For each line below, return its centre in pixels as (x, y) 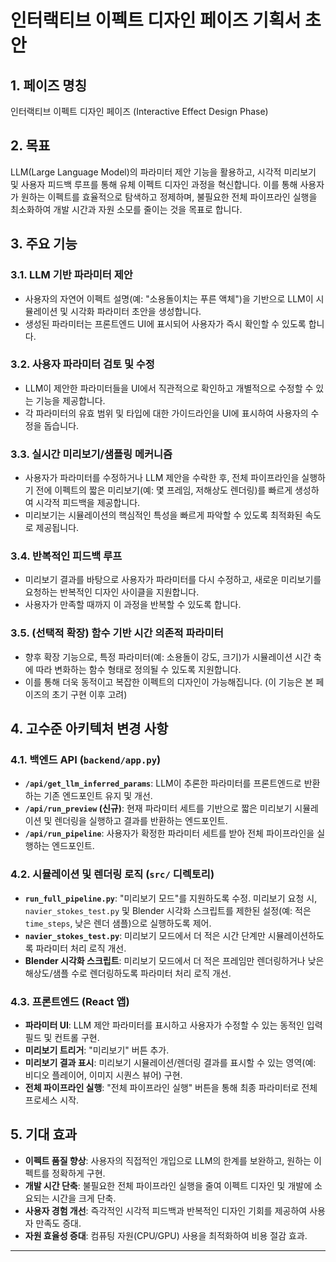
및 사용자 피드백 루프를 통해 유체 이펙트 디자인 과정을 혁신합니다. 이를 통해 (154, 184)
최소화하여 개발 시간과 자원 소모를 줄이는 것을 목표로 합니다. (126, 209)
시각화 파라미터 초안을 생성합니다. (136, 311)
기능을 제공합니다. (70, 400)
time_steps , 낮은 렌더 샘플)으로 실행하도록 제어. (118, 923)
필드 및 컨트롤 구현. (62, 1037)
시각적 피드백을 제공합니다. (88, 503)
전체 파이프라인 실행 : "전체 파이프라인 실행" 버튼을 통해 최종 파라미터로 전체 (171, 1087)
